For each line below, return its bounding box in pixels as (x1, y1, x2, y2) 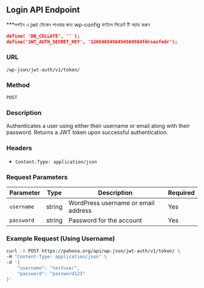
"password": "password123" (17, 270, 86, 276)
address (68, 206, 92, 215)
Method (6, 81, 30, 89)
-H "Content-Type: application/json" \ (6, 254, 107, 260)
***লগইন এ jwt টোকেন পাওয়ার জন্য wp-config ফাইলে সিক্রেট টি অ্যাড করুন (6, 21, 151, 28)
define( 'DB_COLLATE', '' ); (6, 33, 80, 39)
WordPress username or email (68, 199, 155, 207)
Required (168, 189, 195, 197)
